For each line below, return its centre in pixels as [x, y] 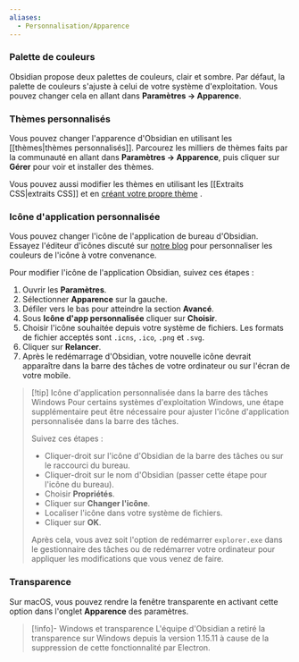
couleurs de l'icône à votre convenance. [83, 255]
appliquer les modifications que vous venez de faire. [128, 559]
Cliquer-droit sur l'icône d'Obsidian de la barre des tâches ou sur [164, 456]
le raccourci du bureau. [87, 465]
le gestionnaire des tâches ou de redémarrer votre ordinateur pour [153, 549]
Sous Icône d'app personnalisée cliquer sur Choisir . [120, 318]
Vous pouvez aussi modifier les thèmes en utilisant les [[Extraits [126, 184]
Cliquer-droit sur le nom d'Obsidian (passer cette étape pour [156, 475]
